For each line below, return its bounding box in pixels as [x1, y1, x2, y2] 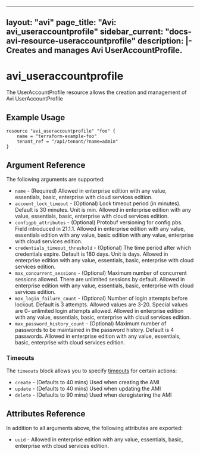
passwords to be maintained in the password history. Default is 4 [14, 326, 174, 333]
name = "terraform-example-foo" [17, 133, 97, 140]
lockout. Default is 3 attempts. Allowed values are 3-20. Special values [14, 301, 188, 308]
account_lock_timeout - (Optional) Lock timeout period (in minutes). [14, 200, 181, 207]
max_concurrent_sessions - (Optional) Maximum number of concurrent [14, 269, 187, 277]
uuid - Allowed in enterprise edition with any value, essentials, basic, [14, 436, 183, 443]
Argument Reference [6, 160, 86, 170]
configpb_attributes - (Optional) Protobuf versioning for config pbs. [14, 218, 183, 226]
